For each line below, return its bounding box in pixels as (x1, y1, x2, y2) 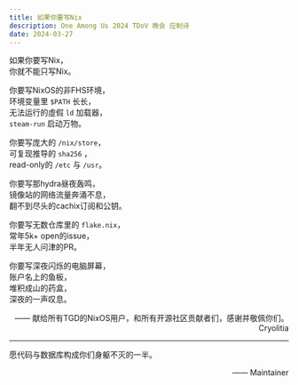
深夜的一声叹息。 (9, 294, 72, 305)
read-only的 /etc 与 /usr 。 (9, 159, 107, 170)
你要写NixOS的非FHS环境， (9, 85, 110, 96)
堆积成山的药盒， (9, 283, 72, 293)
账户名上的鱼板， (9, 272, 72, 283)
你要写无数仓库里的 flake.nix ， (9, 220, 126, 230)
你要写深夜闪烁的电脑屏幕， (9, 261, 111, 271)
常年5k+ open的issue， (9, 230, 95, 241)
